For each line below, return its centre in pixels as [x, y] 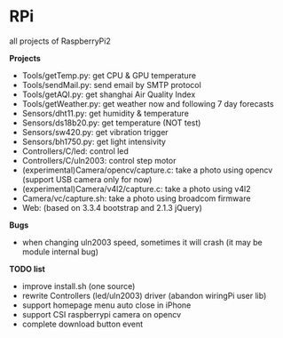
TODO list [28, 269]
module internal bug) [60, 252]
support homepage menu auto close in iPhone [106, 305]
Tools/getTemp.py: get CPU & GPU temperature [109, 75]
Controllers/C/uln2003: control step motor [99, 160]
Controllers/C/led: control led [75, 151]
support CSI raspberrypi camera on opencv [102, 314]
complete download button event [83, 324]
